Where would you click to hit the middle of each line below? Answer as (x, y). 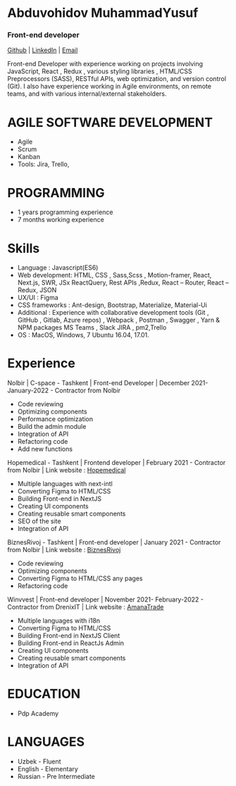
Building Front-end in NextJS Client (69, 636)
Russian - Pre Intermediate (56, 777)
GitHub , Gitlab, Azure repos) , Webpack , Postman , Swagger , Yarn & (119, 320)
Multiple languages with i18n (59, 620)
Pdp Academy (38, 713)
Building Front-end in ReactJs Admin (71, 643)
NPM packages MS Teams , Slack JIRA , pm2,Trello (92, 327)
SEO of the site (39, 521)
